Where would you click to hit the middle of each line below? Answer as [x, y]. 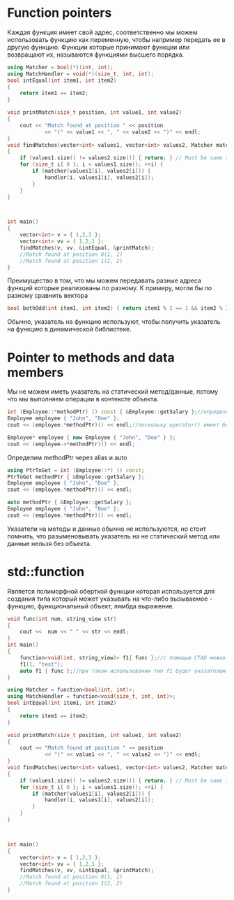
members [36, 372]
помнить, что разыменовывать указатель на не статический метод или [114, 536]
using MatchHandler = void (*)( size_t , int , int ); [81, 74]
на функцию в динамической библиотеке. [69, 329]
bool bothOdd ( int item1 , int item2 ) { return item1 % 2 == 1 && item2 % [115, 308]
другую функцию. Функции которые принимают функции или [99, 47]
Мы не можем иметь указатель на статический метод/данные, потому [113, 392]
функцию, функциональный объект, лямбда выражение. [91, 606]
